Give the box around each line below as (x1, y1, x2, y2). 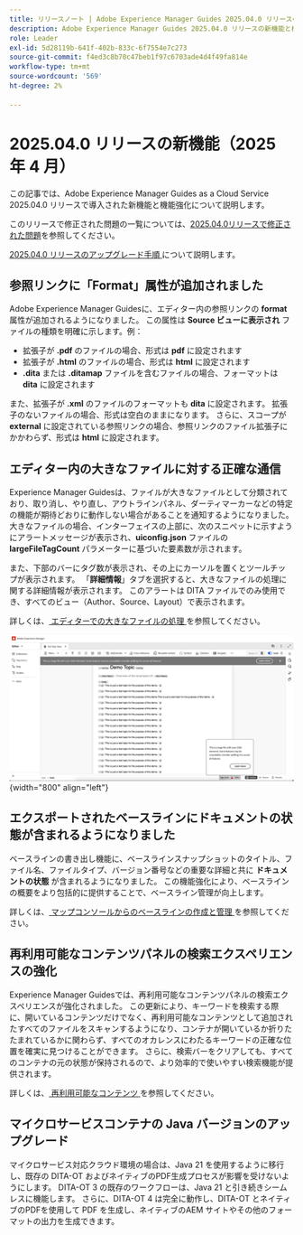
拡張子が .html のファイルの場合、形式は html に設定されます (22, 357, 251, 368)
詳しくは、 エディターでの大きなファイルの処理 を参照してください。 (9, 615, 266, 627)
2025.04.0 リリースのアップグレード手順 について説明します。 (9, 248, 241, 259)
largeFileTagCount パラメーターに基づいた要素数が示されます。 (9, 543, 247, 555)
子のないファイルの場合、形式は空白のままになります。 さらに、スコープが (9, 409, 287, 420)
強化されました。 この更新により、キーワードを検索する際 (63, 1000, 280, 1011)
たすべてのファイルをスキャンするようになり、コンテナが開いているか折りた (9, 1023, 293, 1034)
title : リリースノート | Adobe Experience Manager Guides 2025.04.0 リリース (9, 14, 293, 23)
